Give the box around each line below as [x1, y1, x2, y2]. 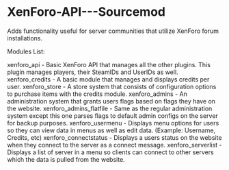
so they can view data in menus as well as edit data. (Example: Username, [7, 126, 216, 134]
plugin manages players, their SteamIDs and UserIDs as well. [7, 68, 179, 76]
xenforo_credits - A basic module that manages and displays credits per [7, 75, 210, 83]
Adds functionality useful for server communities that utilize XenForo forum [7, 27, 219, 35]
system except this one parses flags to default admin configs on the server [7, 111, 219, 120]
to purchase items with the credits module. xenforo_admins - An [7, 90, 188, 98]
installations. [7, 34, 43, 42]
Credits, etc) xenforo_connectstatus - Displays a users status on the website [7, 133, 222, 141]
